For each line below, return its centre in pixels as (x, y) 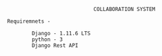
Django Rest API (55, 46)
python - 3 (47, 39)
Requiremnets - (29, 21)
